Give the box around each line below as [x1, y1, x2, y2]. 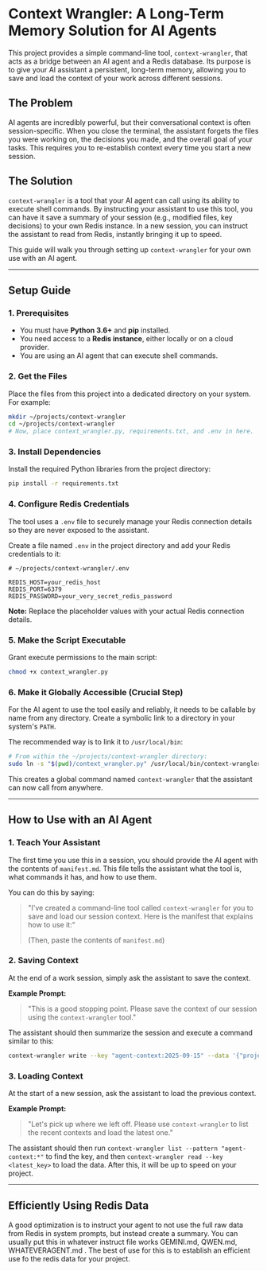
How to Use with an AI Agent [8, 813, 153, 827]
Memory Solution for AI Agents [8, 21, 217, 40]
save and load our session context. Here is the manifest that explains [27, 911, 253, 921]
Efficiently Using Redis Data [8, 1199, 149, 1213]
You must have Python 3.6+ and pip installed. [19, 325, 171, 335]
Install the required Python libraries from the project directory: [8, 464, 211, 474]
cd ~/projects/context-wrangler [8, 420, 115, 428]
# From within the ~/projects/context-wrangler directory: [8, 752, 208, 760]
